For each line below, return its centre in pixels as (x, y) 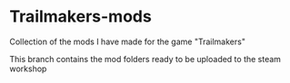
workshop (28, 69)
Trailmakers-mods (80, 17)
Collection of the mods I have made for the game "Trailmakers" (127, 41)
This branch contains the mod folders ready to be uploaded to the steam (145, 59)
